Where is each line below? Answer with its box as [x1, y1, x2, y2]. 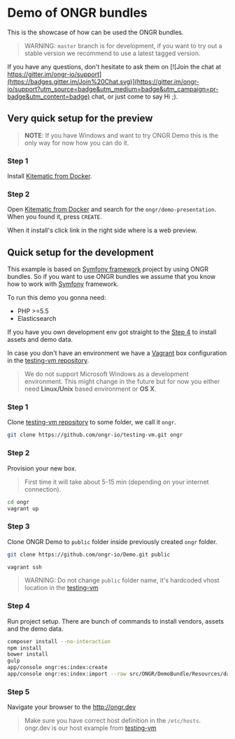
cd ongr [7, 498, 30, 505]
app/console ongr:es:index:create [7, 664, 108, 671]
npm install [7, 645, 42, 652]
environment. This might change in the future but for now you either [24, 378, 220, 386]
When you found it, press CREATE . [7, 213, 103, 221]
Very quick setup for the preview [7, 113, 153, 124]
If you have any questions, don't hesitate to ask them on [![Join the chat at [7, 62, 222, 71]
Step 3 [7, 522, 30, 531]
